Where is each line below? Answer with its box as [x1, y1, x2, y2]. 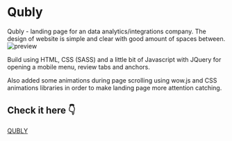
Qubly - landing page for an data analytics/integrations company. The [7, 27, 206, 35]
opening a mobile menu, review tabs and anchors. [7, 63, 151, 71]
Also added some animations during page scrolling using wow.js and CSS [7, 76, 217, 84]
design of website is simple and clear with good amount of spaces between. [7, 34, 226, 42]
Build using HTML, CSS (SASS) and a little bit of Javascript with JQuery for [7, 55, 222, 63]
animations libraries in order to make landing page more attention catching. [7, 83, 222, 92]
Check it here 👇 [7, 105, 76, 117]
